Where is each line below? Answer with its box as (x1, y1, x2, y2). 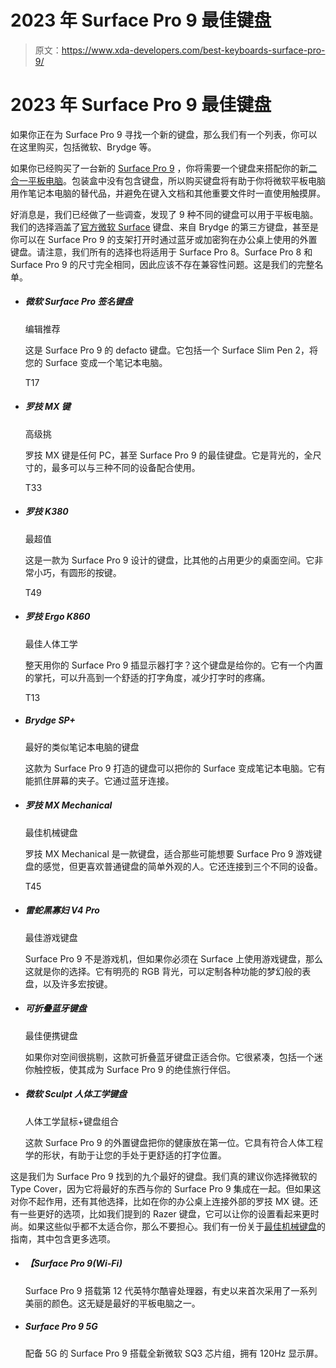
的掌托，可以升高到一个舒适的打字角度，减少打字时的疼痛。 (24, 671, 271, 683)
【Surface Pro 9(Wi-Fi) (24, 1257, 123, 1270)
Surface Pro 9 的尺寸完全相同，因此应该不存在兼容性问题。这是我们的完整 (10, 258, 315, 270)
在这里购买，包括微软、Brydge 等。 (10, 141, 157, 153)
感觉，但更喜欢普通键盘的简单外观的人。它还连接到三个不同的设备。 (42, 860, 323, 872)
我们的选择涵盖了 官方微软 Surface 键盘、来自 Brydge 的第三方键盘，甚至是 (10, 221, 320, 233)
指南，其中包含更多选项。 (10, 1232, 116, 1245)
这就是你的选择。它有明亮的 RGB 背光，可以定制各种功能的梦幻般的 (24, 965, 303, 977)
